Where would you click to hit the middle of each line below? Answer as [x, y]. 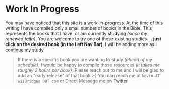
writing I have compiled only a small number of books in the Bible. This [79, 28]
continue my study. [25, 50]
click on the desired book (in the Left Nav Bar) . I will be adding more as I [81, 44]
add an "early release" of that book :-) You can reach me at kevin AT [89, 75]
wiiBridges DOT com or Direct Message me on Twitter [72, 81]
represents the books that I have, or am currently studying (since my [76, 33]
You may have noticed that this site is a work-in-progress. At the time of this [84, 23]
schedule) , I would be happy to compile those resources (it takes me [89, 65]
